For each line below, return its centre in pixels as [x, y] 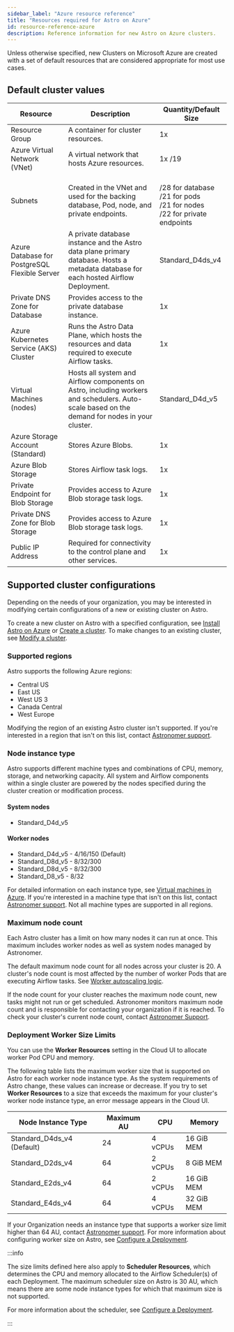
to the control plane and [107, 552]
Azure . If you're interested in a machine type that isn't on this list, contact [112, 897]
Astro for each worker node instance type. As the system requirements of [113, 1078]
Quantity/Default [191, 110]
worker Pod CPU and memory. [51, 1057]
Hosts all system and [102, 373]
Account [25, 446]
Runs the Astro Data [101, 327]
